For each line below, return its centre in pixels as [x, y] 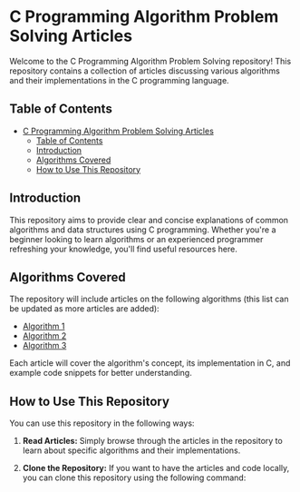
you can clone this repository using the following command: [134, 477]
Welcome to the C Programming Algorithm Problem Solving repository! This [150, 61]
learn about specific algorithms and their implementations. [131, 450]
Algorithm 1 [44, 326]
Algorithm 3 [44, 346]
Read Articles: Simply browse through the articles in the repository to [152, 441]
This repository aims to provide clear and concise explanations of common [149, 220]
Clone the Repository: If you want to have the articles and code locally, [156, 468]
